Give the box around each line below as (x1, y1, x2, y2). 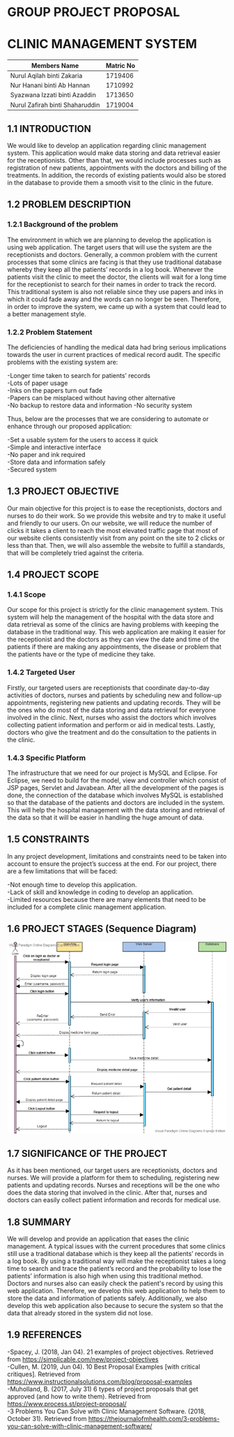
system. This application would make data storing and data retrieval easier (7, 148, 221, 157)
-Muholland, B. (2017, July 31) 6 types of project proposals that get (7, 1385, 198, 1393)
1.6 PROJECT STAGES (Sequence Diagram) (7, 923, 197, 935)
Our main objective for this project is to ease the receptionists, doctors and (7, 504, 222, 512)
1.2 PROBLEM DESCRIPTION (7, 198, 131, 210)
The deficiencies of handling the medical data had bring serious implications (7, 343, 227, 351)
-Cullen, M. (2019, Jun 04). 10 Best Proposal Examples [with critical (7, 1362, 201, 1371)
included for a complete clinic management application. (7, 903, 167, 911)
